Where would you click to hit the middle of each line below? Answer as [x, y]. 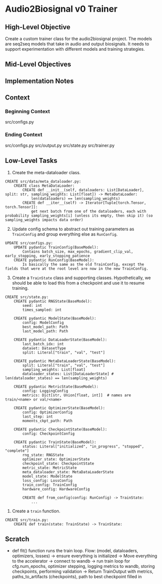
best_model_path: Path [45, 327]
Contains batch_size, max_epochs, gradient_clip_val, [78, 252]
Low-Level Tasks [31, 161]
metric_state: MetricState [50, 468]
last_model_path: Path [45, 331]
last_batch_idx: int [43, 344]
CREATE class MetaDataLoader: [44, 186]
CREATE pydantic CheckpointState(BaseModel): [61, 429]
